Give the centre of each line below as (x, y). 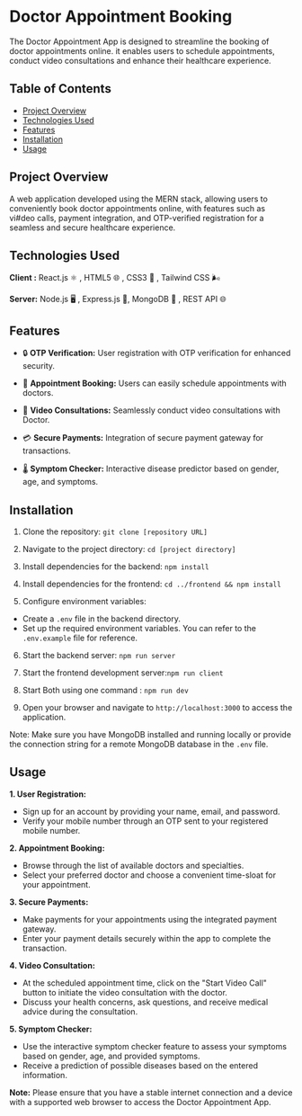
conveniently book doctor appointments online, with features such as (138, 208)
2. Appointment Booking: (57, 848)
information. (44, 1075)
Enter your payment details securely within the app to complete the (147, 938)
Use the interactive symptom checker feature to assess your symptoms (155, 1046)
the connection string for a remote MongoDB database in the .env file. (139, 744)
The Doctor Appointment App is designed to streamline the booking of (139, 41)
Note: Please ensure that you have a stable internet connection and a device (151, 1092)
